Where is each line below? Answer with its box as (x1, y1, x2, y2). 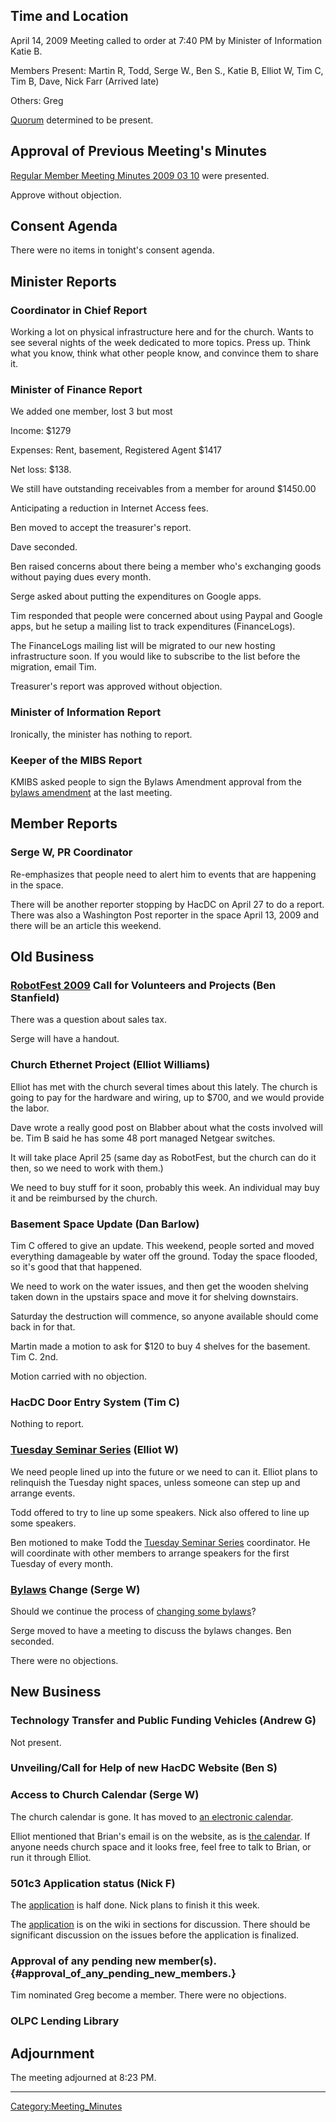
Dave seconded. (10, 541, 78, 553)
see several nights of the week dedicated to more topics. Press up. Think (10, 337, 311, 349)
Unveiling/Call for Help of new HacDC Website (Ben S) (10, 1761, 278, 1775)
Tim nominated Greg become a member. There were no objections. (10, 1989, 287, 2001)
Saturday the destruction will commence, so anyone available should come (10, 1310, 319, 1322)
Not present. (10, 1736, 62, 1748)
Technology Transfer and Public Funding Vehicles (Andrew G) (10, 1714, 317, 1728)
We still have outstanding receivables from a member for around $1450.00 (10, 483, 317, 495)
